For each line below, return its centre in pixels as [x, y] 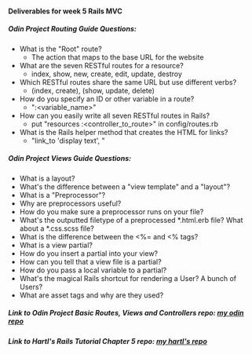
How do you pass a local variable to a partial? [93, 270]
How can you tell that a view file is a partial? [91, 261]
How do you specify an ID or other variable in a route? [107, 99]
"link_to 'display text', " [68, 141]
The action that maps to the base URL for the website [117, 57]
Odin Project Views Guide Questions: [70, 159]
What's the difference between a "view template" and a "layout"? [125, 186]
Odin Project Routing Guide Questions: [73, 29]
